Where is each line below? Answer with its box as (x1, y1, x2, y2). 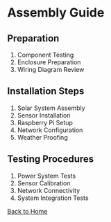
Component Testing (17, 50, 74, 59)
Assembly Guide (7, 5, 105, 21)
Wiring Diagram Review (17, 66, 85, 73)
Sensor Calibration (17, 178, 71, 187)
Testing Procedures (7, 154, 94, 165)
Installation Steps (7, 85, 85, 98)
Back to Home (7, 207, 48, 215)
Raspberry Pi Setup (17, 118, 73, 127)
